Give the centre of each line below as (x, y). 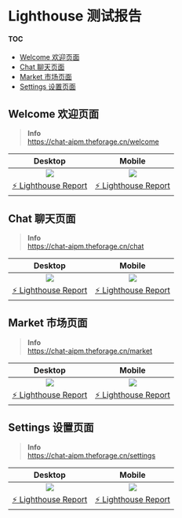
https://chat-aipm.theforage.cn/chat (86, 246)
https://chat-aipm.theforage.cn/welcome (93, 141)
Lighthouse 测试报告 (75, 16)
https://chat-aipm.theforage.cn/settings (91, 455)
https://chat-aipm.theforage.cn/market (90, 351)
